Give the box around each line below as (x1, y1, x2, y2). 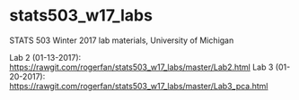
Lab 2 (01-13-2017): (9, 52, 82, 62)
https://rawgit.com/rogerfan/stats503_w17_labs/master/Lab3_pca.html (9, 80, 268, 91)
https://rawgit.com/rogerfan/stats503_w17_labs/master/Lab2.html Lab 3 (9, 62, 274, 72)
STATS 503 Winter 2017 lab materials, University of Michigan (9, 35, 234, 46)
